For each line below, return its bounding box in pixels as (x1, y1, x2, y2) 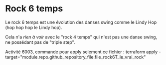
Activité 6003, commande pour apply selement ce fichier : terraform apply (5, 49, 158, 55)
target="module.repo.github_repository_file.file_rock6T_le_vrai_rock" (5, 54, 146, 60)
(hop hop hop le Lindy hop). (5, 24, 62, 30)
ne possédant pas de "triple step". (5, 39, 75, 45)
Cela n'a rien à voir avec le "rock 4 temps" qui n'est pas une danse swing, (5, 34, 158, 40)
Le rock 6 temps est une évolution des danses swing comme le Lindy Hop (5, 19, 157, 25)
